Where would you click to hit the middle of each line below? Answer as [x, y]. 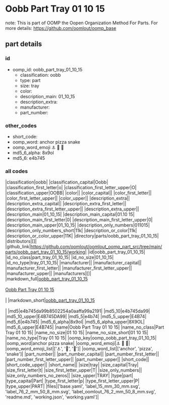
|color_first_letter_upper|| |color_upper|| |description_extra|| [68, 198]
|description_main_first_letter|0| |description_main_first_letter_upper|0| [79, 220]
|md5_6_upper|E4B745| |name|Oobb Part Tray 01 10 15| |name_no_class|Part [85, 327]
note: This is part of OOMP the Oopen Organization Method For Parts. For [81, 23]
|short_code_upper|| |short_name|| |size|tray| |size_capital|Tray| [72, 365]
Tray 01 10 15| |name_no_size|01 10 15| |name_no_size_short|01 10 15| [77, 333]
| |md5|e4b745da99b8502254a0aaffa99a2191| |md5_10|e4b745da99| [78, 311]
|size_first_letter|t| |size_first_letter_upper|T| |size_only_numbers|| [74, 370]
